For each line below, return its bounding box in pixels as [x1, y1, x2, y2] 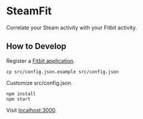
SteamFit [6, 4, 52, 18]
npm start [6, 96, 31, 102]
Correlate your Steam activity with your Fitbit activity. [6, 24, 138, 31]
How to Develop [6, 41, 67, 51]
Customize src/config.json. [6, 79, 73, 86]
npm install [6, 91, 36, 97]
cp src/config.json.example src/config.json [6, 69, 119, 75]
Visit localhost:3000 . [6, 106, 57, 114]
